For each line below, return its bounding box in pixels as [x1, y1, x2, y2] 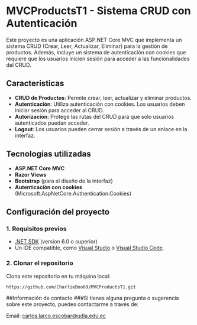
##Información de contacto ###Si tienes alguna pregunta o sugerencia [6, 294, 179, 302]
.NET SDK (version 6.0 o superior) [14, 238, 98, 245]
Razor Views [14, 171, 47, 178]
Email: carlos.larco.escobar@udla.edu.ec [6, 312, 106, 320]
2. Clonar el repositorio [6, 259, 73, 267]
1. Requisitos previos [6, 225, 67, 233]
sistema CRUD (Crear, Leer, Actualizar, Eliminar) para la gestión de [6, 43, 168, 50]
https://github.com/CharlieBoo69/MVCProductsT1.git [6, 284, 136, 290]
